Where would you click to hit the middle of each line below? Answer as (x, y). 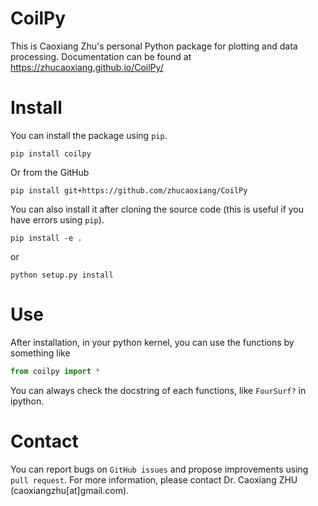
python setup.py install (62, 275)
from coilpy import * (55, 371)
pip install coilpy (51, 153)
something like (40, 353)
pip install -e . (46, 238)
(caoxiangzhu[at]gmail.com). (70, 490)
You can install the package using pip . (89, 135)
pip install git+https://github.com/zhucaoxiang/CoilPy (129, 190)
